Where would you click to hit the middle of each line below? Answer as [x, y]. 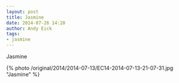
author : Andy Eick [29, 28]
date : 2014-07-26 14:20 [36, 23]
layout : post [22, 12]
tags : [13, 34]
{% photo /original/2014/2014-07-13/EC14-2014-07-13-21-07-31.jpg [90, 68]
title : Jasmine [25, 17]
